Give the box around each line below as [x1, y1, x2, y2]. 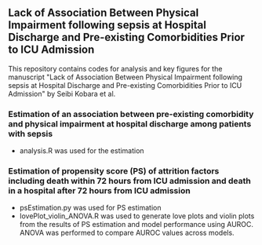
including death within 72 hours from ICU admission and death [8, 176, 251, 187]
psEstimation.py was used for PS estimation [19, 203, 162, 213]
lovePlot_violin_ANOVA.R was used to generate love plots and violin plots [19, 211, 255, 221]
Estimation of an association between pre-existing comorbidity [8, 108, 254, 119]
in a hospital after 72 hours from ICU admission [8, 185, 191, 196]
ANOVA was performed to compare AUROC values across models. [19, 228, 235, 238]
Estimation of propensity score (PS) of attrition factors [8, 166, 220, 177]
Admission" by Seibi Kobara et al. [8, 89, 116, 98]
